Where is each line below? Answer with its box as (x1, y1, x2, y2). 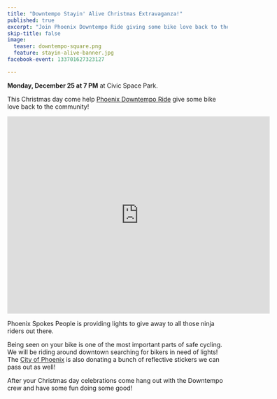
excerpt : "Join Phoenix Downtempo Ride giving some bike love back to (7, 23, 218, 30)
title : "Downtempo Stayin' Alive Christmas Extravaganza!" (7, 10, 183, 18)
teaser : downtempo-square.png (13, 43, 101, 50)
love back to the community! (7, 102, 90, 111)
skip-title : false (7, 29, 61, 37)
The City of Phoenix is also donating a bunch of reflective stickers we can (7, 355, 220, 363)
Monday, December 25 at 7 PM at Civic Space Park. (7, 81, 159, 90)
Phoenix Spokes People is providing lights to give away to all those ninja (7, 319, 215, 327)
